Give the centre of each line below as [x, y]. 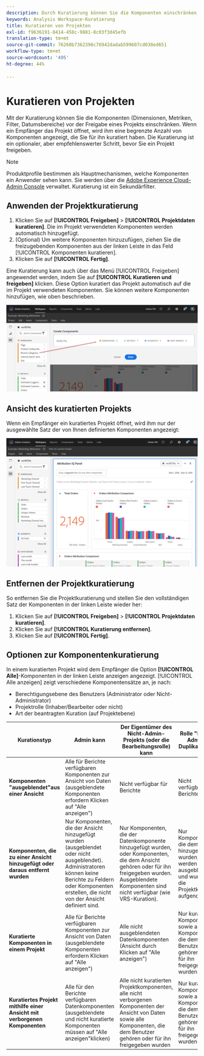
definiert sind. [82, 905]
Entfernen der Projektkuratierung [70, 584]
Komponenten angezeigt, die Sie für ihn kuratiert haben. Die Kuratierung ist [100, 137]
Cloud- [182, 180]
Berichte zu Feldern [89, 879]
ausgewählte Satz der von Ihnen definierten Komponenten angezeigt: [93, 429]
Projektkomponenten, [146, 987]
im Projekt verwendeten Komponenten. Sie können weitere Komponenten [98, 290]
